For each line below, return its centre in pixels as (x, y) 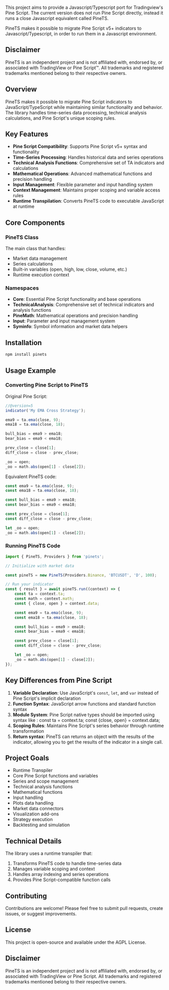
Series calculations (33, 264)
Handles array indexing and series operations (61, 874)
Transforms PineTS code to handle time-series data (67, 863)
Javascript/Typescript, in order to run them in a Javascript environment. (81, 34)
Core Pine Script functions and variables (55, 776)
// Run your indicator (29, 584)
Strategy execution (33, 820)
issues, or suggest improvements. (41, 913)
